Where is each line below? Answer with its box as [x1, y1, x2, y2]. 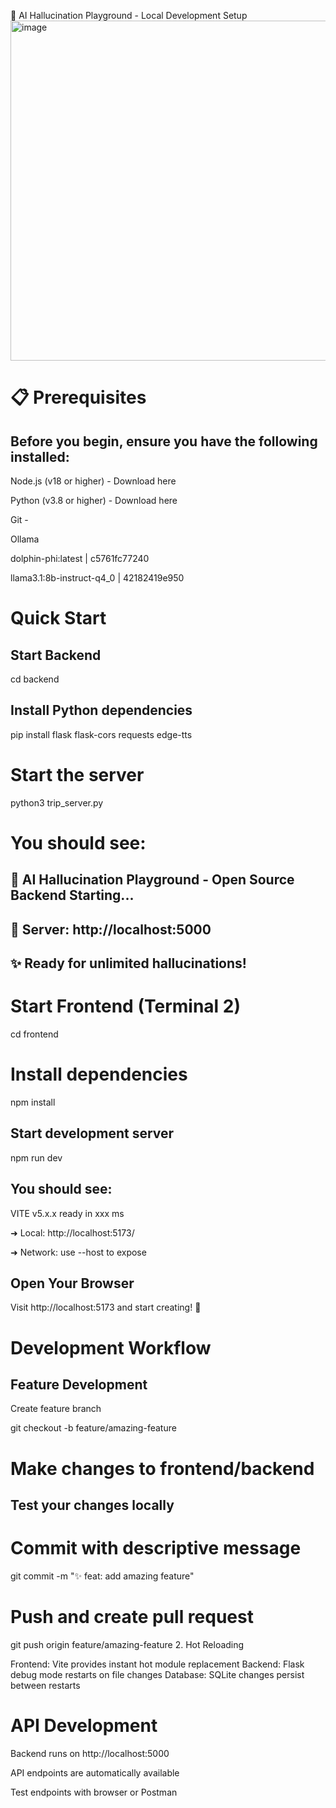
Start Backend [10, 646, 102, 664]
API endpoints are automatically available [10, 1766, 180, 1779]
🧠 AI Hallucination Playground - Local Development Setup [10, 10, 248, 21]
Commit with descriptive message [10, 1537, 302, 1560]
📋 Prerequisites [10, 386, 147, 409]
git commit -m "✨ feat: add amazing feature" [10, 1570, 195, 1582]
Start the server [10, 764, 145, 786]
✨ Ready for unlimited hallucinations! [10, 955, 247, 972]
